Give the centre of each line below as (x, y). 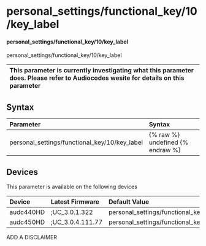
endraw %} (165, 150)
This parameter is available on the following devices (72, 187)
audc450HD (27, 222)
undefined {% (169, 142)
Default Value (128, 202)
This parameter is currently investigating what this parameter (102, 71)
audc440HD (27, 212)
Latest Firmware (75, 202)
